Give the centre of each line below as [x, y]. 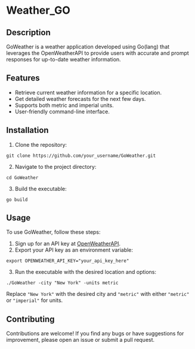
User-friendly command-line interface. [62, 112]
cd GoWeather [22, 177]
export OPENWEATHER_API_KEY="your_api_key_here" [68, 261]
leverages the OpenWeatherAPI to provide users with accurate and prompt [97, 53]
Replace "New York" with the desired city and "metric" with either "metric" [98, 294]
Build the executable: [41, 189]
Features [23, 78]
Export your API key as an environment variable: [74, 250]
